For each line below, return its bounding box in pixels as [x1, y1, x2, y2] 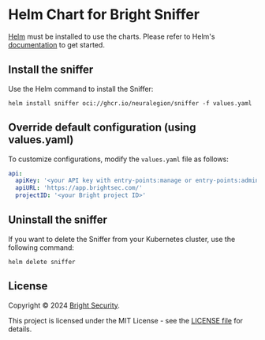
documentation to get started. [8, 40, 105, 49]
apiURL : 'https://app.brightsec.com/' [15, 184, 144, 192]
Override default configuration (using [8, 121, 196, 134]
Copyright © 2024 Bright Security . [8, 300, 121, 310]
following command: [8, 243, 75, 252]
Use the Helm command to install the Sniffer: [8, 84, 154, 93]
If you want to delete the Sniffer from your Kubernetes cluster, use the [8, 234, 236, 244]
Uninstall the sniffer [8, 213, 108, 227]
